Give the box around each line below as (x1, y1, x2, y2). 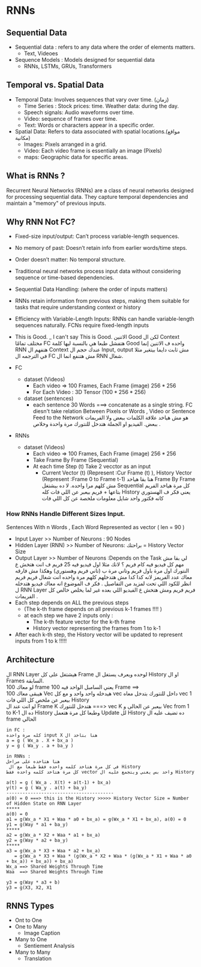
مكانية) (14, 134, 31, 141)
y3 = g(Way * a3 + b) (6, 879, 61, 885)
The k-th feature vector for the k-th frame (32, 618, 136, 625)
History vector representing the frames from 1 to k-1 (32, 624, 161, 631)
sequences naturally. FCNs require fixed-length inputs (14, 322, 149, 329)
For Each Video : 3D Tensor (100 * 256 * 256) (32, 389, 146, 396)
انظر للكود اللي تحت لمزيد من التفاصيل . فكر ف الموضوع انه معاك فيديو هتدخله (14, 580, 192, 587)
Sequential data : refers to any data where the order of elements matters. (14, 43, 196, 50)
